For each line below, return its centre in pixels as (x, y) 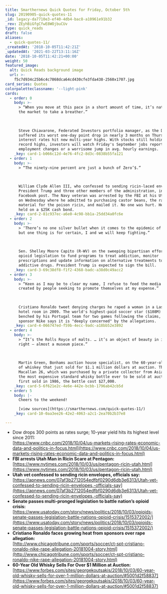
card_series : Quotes (27, 84)
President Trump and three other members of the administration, (87, 191)
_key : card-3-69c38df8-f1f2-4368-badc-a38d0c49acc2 (69, 270)
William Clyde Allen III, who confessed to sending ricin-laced (86, 186)
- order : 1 (21, 158)
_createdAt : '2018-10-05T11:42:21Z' (43, 47)
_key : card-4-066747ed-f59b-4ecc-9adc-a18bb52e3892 (69, 326)
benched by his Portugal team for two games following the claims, (90, 316)
